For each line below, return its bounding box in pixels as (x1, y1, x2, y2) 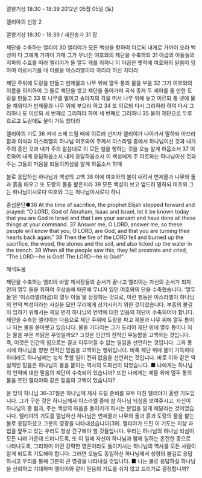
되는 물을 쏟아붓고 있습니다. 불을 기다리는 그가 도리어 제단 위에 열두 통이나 (12, 324, 186, 331)
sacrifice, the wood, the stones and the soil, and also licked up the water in (6, 240, 192, 247)
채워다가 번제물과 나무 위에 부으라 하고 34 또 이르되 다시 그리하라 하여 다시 (12, 102, 188, 109)
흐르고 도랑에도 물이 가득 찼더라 (6, 117, 81, 124)
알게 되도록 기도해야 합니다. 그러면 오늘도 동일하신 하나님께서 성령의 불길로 (6, 450, 182, 457)
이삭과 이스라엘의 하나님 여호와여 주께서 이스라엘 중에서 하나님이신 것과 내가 (17, 138, 197, 145)
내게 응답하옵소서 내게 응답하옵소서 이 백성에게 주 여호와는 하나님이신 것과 (22, 153, 197, 160)
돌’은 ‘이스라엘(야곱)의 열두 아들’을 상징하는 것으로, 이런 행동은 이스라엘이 (6, 293, 178, 301)
